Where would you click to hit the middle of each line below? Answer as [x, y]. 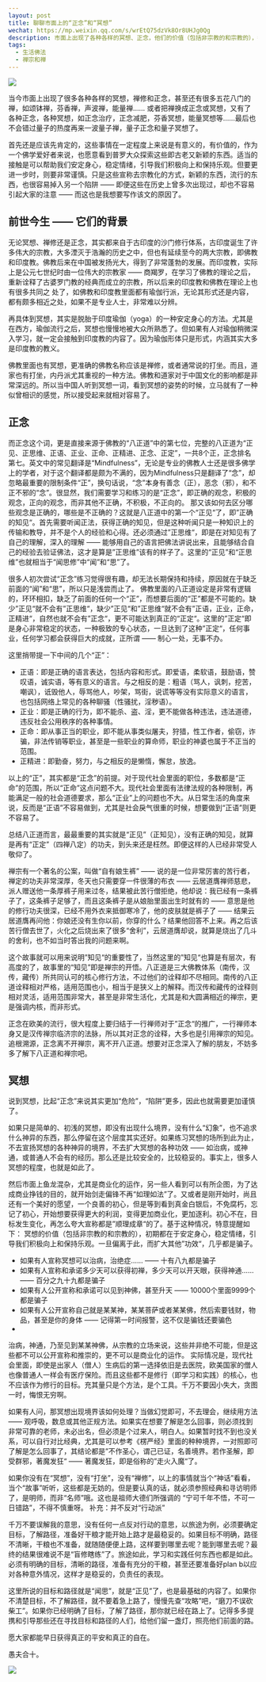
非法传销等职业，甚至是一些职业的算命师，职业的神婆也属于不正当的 [144, 741]
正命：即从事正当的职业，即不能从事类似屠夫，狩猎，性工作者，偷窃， [134, 731]
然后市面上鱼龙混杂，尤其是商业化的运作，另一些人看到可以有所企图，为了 [129, 1184]
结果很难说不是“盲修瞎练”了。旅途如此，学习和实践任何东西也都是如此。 [139, 1554]
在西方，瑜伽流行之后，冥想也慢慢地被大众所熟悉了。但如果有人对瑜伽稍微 [129, 328]
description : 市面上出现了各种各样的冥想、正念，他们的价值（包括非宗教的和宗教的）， [133, 38]
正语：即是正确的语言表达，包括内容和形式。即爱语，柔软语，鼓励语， [134, 671]
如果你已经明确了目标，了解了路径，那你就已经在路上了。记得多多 [140, 1611]
